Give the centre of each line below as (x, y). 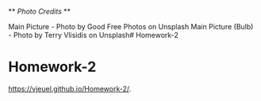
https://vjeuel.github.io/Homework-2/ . (70, 88)
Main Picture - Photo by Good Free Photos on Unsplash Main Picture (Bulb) (131, 26)
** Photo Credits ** (40, 11)
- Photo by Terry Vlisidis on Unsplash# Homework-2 (93, 35)
